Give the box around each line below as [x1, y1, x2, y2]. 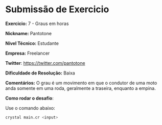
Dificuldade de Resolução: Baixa [5, 70, 75, 76]
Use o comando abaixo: [5, 105, 55, 111]
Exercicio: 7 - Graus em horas [5, 20, 69, 27]
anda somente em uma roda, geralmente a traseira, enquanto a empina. [5, 85, 156, 91]
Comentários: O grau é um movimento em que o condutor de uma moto [5, 80, 157, 86]
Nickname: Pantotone [5, 30, 52, 36]
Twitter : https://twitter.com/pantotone [5, 60, 85, 66]
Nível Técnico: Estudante [5, 40, 59, 46]
